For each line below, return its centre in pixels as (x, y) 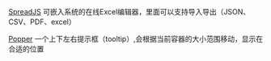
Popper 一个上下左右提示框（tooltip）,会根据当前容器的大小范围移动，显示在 (136, 39)
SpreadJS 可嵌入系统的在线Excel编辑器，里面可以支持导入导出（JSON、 (129, 12)
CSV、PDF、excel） (42, 22)
